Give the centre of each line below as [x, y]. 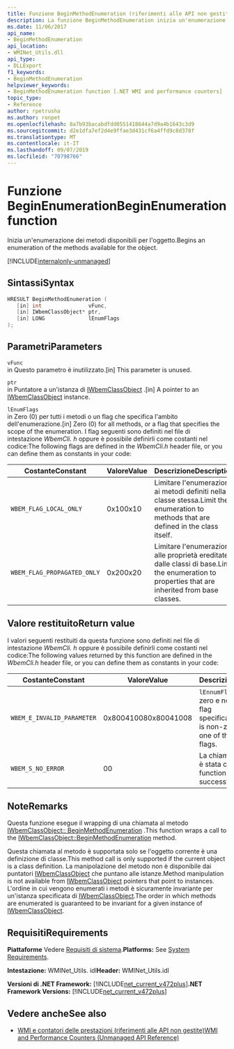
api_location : [28, 46]
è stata [210, 764]
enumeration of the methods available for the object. [83, 247]
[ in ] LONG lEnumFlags [68, 318]
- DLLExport [24, 66]
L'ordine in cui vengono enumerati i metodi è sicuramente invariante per [110, 888]
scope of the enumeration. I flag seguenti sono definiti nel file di [99, 431]
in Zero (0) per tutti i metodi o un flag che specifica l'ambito [93, 416]
